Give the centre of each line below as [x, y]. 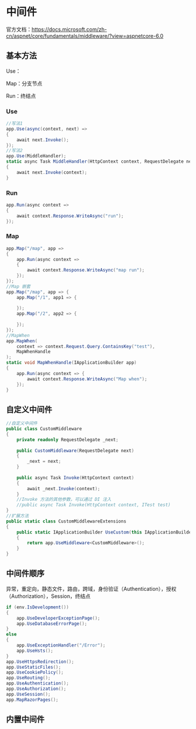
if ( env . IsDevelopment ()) [37, 607]
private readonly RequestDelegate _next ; [67, 439]
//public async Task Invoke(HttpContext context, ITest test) [94, 505]
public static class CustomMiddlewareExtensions [66, 521]
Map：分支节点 [24, 83]
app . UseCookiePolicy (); [35, 673]
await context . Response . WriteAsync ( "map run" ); [86, 270]
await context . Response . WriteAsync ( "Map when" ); [87, 379]
